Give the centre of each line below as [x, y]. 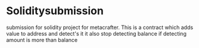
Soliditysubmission [55, 11]
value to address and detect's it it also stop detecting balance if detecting [96, 33]
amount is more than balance [42, 40]
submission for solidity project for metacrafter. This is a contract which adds [100, 27]
